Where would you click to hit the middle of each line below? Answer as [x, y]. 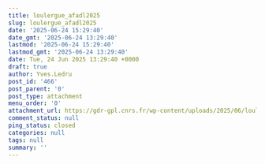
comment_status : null [44, 118]
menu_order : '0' [35, 103]
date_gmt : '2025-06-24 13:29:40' [63, 37]
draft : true [28, 67]
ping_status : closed [42, 125]
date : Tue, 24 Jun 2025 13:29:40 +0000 [74, 60]
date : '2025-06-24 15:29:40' [56, 30]
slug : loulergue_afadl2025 [52, 23]
